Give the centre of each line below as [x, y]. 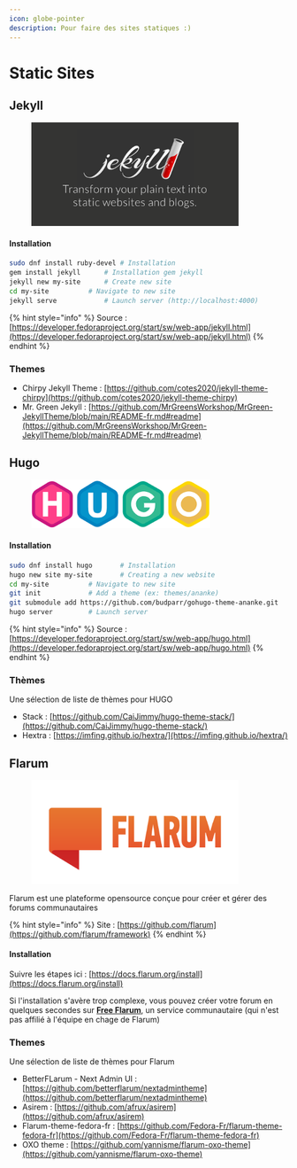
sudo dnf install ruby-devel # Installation [92, 263]
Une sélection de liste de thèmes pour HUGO [91, 699]
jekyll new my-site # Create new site [91, 282]
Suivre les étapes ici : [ [51, 974]
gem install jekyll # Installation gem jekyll [106, 273]
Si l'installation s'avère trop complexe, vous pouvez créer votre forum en [141, 1001]
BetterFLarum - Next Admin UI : [80, 1079]
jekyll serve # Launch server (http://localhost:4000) [134, 300]
